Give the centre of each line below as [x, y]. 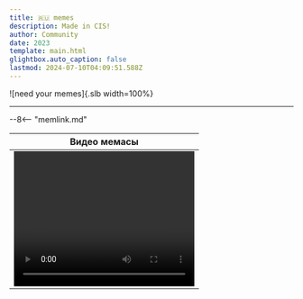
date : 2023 [30, 43]
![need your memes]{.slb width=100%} [82, 93]
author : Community [44, 34]
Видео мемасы [104, 141]
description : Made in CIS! [60, 26]
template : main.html [48, 51]
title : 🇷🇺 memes [42, 18]
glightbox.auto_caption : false [68, 59]
